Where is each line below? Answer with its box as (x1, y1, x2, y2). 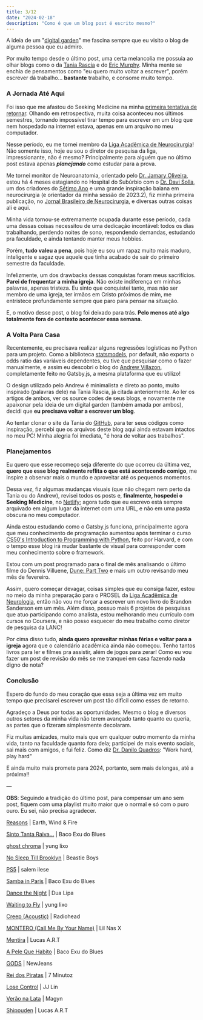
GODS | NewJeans (6, 959, 53, 967)
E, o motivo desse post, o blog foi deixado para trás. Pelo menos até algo (6, 308, 190, 316)
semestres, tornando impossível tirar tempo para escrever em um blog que (6, 116, 193, 123)
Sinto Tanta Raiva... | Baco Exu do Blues (6, 830, 106, 838)
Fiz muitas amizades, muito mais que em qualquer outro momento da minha (6, 733, 196, 740)
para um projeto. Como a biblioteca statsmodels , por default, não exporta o (6, 350, 195, 358)
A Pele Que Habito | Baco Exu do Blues (6, 948, 104, 955)
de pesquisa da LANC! (6, 624, 62, 631)
